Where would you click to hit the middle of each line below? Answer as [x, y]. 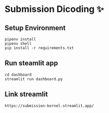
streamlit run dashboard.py [34, 79]
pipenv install [20, 39]
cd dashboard [18, 75]
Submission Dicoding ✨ [54, 9]
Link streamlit [26, 94]
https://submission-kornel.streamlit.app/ [49, 106]
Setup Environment [35, 28]
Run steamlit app [31, 63]
